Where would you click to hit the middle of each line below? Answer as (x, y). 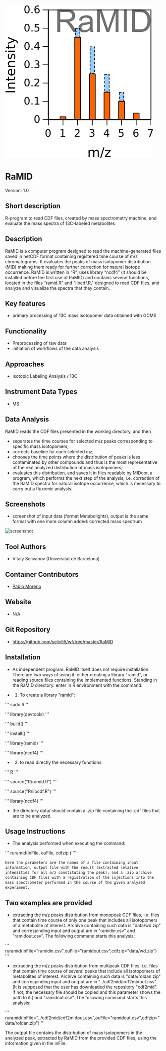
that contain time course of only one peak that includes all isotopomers (85, 920)
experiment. (17, 888)
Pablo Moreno (27, 586)
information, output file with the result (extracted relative (72, 868)
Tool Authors (26, 547)
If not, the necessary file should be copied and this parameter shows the (86, 992)
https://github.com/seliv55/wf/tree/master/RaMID (63, 641)
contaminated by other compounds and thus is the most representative (85, 462)
